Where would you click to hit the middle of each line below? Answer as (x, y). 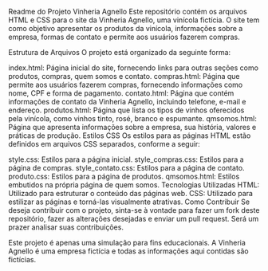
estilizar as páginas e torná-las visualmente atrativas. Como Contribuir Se (129, 202)
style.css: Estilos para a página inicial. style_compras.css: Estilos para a (126, 159)
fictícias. (22, 259)
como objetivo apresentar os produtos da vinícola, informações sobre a (126, 28)
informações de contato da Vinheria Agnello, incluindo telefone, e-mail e (127, 102)
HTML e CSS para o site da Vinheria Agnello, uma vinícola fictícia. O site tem (134, 20)
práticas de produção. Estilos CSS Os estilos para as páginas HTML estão (130, 135)
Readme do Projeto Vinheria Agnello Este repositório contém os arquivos (128, 12)
